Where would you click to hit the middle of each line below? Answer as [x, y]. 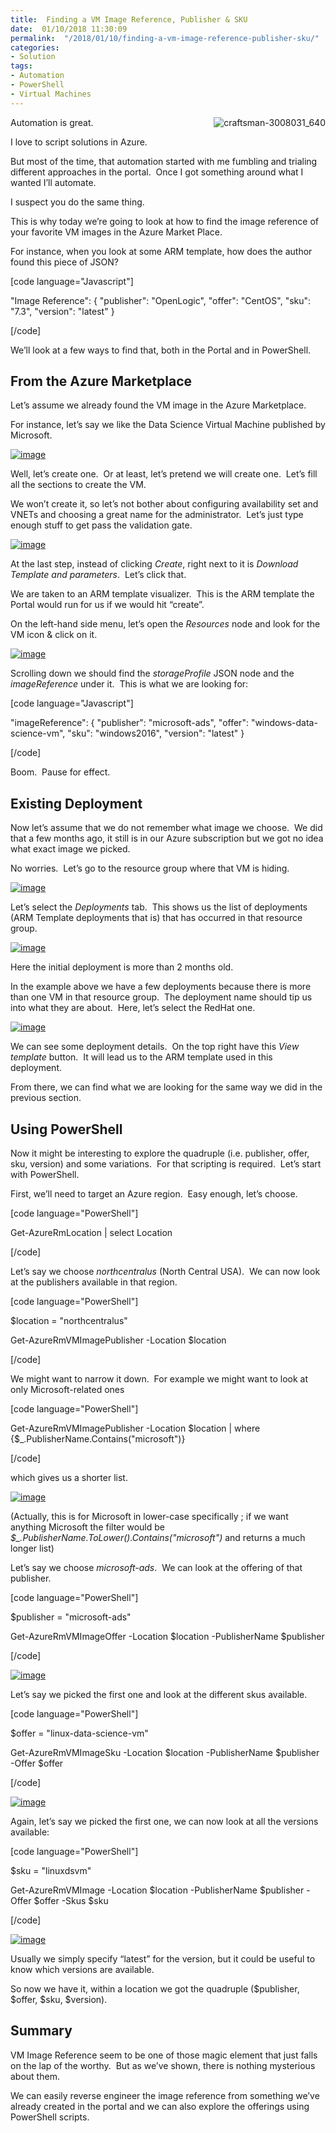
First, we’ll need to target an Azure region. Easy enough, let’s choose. [154, 1194]
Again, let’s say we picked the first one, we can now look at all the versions [164, 1822]
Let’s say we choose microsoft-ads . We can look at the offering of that [156, 1568]
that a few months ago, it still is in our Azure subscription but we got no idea [167, 838]
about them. [35, 2076]
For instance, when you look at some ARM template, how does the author [161, 251]
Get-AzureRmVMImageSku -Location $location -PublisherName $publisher [165, 1753]
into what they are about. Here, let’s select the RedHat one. [133, 1008]
